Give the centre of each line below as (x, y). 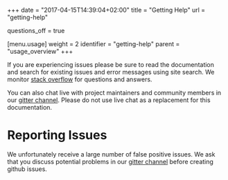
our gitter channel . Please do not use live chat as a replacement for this (109, 100)
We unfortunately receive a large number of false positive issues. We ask (111, 154)
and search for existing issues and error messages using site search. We (111, 72)
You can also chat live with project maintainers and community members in (114, 93)
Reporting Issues (57, 136)
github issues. (27, 169)
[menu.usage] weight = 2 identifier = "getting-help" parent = (94, 44)
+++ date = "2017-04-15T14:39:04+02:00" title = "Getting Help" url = (106, 10)
